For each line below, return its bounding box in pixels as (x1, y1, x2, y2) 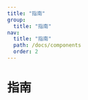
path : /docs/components (13, 42, 81, 49)
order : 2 (13, 49, 38, 55)
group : (7, 16, 26, 23)
